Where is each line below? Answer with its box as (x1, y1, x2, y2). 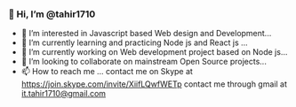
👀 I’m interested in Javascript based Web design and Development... (20, 28, 272, 39)
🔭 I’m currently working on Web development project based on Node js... (20, 47, 288, 57)
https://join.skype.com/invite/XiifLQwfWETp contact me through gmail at (20, 79, 288, 89)
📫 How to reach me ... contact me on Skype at (20, 66, 193, 77)
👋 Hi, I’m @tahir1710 (8, 8, 96, 20)
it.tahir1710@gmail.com (20, 88, 107, 99)
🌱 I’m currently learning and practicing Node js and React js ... (20, 37, 248, 48)
